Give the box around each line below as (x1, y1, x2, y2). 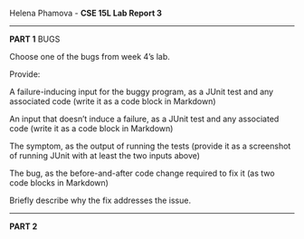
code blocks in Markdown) (9, 177, 109, 188)
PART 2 (9, 221, 38, 232)
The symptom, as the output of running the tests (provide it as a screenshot (9, 140, 291, 151)
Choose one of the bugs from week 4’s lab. (9, 52, 170, 62)
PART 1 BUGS (9, 33, 61, 44)
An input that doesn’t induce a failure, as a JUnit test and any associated (9, 113, 280, 124)
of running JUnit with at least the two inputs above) (9, 150, 201, 161)
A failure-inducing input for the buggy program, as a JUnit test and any (9, 86, 274, 97)
